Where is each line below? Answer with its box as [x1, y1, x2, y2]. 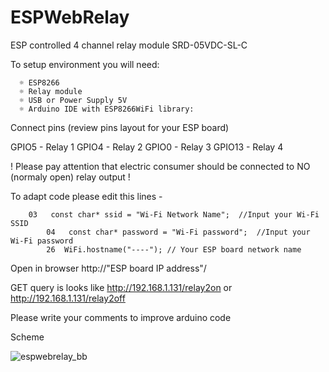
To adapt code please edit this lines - [10, 190, 163, 202]
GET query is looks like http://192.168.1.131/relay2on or [10, 281, 233, 293]
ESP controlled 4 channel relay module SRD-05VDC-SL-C [10, 39, 248, 51]
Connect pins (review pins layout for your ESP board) [10, 121, 230, 133]
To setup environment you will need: [10, 58, 160, 70]
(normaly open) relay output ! [10, 171, 131, 183]
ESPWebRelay [10, 6, 130, 29]
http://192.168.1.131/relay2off [10, 292, 126, 304]
